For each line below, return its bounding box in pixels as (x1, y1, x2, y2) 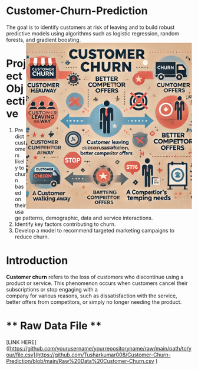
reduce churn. (14, 233, 49, 240)
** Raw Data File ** (6, 319, 102, 332)
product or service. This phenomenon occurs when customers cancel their (6, 279, 188, 287)
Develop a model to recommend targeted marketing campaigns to (14, 227, 175, 234)
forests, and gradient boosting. (6, 36, 81, 43)
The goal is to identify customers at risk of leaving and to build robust (6, 24, 175, 31)
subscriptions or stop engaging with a (6, 286, 98, 293)
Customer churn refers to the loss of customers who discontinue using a (6, 273, 184, 280)
